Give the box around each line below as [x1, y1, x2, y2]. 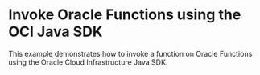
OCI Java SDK [8, 22, 103, 41]
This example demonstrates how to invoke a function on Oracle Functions [8, 49, 253, 58]
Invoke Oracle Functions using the [8, 6, 241, 24]
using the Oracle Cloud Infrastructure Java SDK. [8, 57, 168, 67]
